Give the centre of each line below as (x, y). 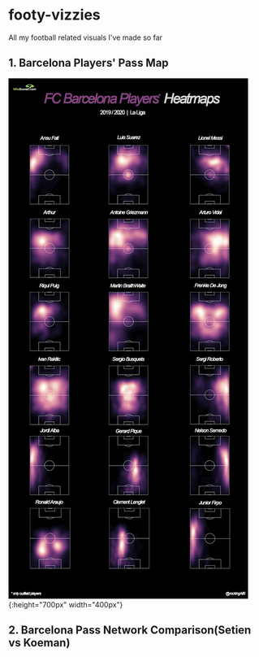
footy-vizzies (55, 15)
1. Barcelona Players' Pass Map (88, 63)
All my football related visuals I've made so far (86, 37)
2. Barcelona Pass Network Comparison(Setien (130, 631)
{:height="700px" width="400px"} (66, 604)
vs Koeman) (39, 643)
